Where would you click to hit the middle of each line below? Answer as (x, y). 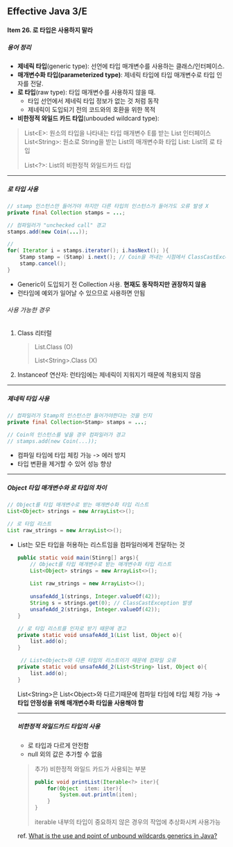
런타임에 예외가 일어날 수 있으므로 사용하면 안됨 (81, 293)
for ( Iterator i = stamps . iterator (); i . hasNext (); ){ (88, 251)
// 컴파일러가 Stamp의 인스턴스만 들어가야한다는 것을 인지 (80, 416)
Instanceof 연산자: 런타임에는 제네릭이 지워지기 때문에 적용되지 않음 (109, 374)
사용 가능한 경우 (29, 310)
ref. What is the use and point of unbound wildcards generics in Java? (117, 836)
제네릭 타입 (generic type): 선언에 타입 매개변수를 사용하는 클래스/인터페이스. (121, 66)
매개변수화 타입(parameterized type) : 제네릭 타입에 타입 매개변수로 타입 (116, 74)
